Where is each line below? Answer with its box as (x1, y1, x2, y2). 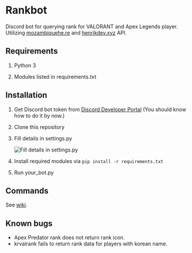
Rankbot (5, 4, 47, 17)
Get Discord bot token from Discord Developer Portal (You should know (13, 106, 187, 113)
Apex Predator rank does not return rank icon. (13, 234, 125, 241)
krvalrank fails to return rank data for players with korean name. (13, 240, 168, 247)
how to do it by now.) (13, 112, 65, 119)
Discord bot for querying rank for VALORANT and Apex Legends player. (5, 23, 178, 30)
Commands (5, 185, 49, 195)
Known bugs (5, 218, 53, 228)
